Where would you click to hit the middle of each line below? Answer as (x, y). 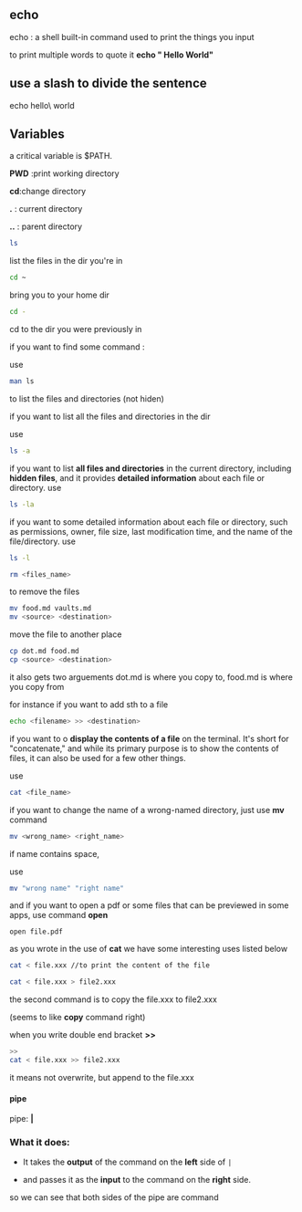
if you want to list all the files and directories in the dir (110, 416)
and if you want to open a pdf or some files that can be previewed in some (149, 905)
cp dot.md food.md (44, 652)
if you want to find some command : (77, 347)
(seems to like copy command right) (78, 1018)
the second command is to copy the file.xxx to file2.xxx (113, 999)
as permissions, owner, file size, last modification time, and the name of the (151, 531)
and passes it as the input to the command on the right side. (137, 1180)
